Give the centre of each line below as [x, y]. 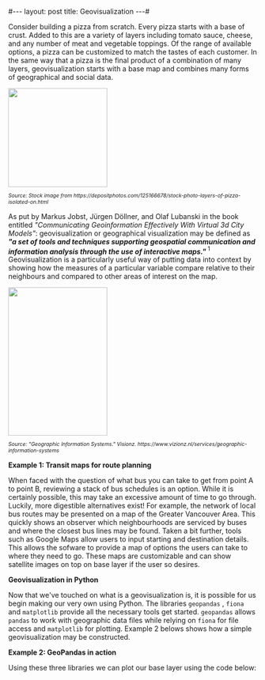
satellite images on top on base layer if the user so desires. [104, 564]
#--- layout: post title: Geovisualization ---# [79, 11]
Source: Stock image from [40, 195]
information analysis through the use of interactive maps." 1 [109, 251]
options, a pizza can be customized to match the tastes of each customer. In [132, 52]
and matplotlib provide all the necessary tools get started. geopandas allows [132, 611]
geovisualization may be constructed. [69, 637]
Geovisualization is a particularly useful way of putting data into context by [130, 259]
